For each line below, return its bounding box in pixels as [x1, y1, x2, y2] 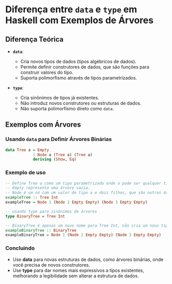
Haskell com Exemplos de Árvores [5, 14, 154, 26]
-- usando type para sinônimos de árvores [5, 209, 97, 214]
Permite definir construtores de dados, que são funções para [20, 64, 149, 70]
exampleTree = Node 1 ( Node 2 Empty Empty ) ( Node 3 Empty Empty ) [5, 200, 148, 205]
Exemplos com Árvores [5, 120, 81, 129]
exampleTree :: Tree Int [5, 195, 58, 200]
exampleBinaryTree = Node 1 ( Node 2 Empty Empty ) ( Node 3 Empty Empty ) [5, 232, 162, 238]
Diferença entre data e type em [5, 4, 137, 15]
